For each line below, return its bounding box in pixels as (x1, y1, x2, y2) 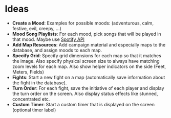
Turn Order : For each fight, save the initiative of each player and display (12, 85, 164, 91)
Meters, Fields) (12, 68, 45, 75)
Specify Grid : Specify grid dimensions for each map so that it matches (12, 52, 162, 59)
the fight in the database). (12, 80, 67, 86)
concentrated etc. (12, 96, 50, 102)
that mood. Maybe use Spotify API (12, 36, 85, 42)
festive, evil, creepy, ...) (12, 25, 62, 31)
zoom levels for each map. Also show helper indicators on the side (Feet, (12, 63, 166, 69)
